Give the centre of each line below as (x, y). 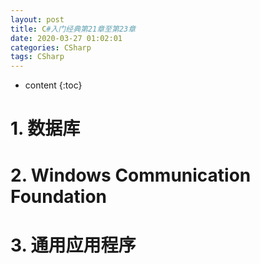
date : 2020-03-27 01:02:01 (66, 38)
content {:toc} (53, 85)
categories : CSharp (51, 47)
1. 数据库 (45, 128)
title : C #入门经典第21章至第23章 (73, 29)
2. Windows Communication (131, 175)
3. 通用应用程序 (73, 245)
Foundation (59, 196)
